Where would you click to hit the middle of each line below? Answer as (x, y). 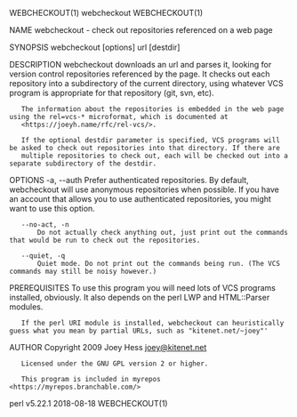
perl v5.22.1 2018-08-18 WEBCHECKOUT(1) (88, 403)
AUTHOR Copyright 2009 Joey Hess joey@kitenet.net (108, 347)
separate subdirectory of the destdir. (83, 164)
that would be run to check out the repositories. (105, 240)
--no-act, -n (45, 225)
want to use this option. (52, 208)
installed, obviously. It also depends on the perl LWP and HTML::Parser (140, 297)
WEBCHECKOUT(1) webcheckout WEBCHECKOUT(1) (106, 13)
